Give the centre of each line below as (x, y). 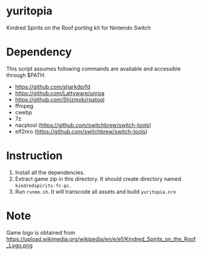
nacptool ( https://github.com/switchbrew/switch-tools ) (83, 125)
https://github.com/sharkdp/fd (52, 87)
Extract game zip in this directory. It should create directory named (98, 179)
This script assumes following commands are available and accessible (93, 69)
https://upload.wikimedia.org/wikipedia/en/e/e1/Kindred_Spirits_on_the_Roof (101, 239)
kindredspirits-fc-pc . (43, 185)
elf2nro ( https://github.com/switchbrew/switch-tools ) (81, 131)
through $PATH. (26, 75)
